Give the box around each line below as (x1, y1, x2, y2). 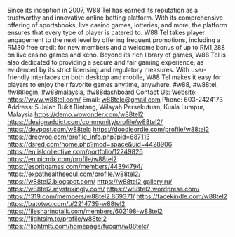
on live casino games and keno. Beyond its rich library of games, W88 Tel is (7, 50, 227, 59)
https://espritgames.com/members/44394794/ (7, 163, 144, 170)
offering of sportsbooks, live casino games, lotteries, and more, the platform (7, 21, 227, 29)
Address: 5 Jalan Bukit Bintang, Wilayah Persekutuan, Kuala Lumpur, (7, 103, 206, 111)
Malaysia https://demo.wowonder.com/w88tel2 (7, 110, 144, 118)
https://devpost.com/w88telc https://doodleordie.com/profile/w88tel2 (7, 126, 210, 133)
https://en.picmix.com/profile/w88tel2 (7, 155, 117, 163)
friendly (7, 73, 30, 81)
